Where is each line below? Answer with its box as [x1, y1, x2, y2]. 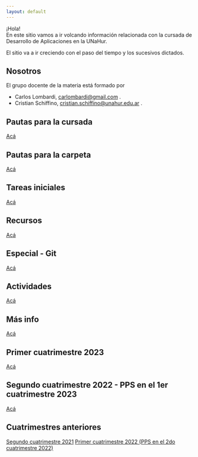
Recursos [6, 216, 43, 226]
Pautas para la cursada [6, 117, 93, 127]
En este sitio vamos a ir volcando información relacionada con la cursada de [6, 31, 193, 39]
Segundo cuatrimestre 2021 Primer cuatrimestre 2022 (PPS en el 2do [6, 438, 175, 445]
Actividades [6, 281, 52, 291]
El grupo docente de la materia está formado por [6, 82, 125, 89]
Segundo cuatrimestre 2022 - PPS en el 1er [6, 380, 168, 390]
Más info [6, 314, 40, 324]
